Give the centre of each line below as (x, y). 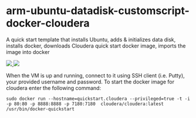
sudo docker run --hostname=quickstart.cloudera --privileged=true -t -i (98, 99)
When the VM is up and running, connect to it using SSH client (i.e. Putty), (95, 75)
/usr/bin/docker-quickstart (40, 109)
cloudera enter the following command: (54, 88)
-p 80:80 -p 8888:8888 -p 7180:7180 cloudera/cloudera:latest (85, 104)
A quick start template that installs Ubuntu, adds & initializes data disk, (91, 39)
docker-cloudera (48, 23)
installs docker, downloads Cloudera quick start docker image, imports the (96, 46)
